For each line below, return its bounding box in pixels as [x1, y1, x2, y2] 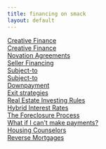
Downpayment [7, 81, 50, 89]
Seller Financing [7, 58, 54, 67]
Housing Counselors [7, 126, 67, 134]
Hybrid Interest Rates [7, 103, 69, 112]
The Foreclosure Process [7, 110, 80, 119]
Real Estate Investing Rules [7, 96, 86, 104]
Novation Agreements [7, 51, 71, 60]
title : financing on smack [7, 10, 86, 18]
